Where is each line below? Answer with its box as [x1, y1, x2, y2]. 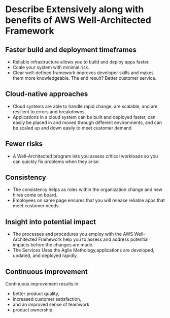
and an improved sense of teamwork [12, 301, 90, 308]
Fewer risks [5, 140, 43, 148]
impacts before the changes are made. [12, 242, 94, 248]
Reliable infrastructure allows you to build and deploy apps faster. [12, 59, 150, 65]
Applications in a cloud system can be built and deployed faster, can [12, 114, 156, 120]
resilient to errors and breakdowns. [12, 108, 86, 115]
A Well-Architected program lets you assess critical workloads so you [12, 153, 158, 159]
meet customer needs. [12, 203, 60, 209]
